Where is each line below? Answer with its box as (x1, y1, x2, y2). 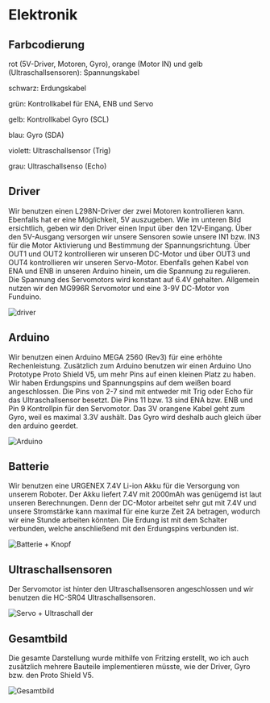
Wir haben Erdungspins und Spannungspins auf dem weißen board (8, 377, 231, 388)
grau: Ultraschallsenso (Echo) (8, 161, 107, 171)
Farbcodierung (8, 38, 85, 52)
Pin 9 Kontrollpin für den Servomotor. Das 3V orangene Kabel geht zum (8, 403, 246, 413)
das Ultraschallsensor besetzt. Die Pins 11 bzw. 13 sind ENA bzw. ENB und (8, 395, 254, 405)
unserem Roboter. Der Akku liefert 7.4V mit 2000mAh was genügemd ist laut (8, 489, 262, 499)
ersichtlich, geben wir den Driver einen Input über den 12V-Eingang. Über (8, 223, 252, 233)
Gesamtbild (8, 631, 68, 646)
